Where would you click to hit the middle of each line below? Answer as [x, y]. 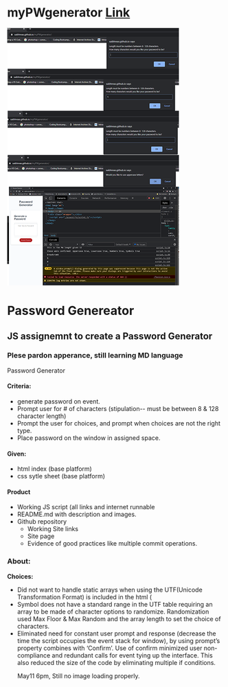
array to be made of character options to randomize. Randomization [113, 612]
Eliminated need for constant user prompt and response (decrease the [116, 633]
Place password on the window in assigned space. [89, 438]
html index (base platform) [55, 469]
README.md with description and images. [77, 514]
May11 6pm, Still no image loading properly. [78, 676]
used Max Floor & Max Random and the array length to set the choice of [119, 618]
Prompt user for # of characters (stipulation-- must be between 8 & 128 [118, 409]
